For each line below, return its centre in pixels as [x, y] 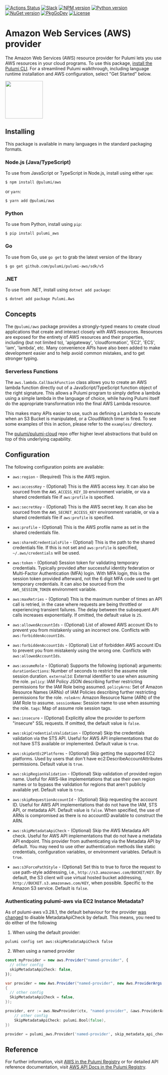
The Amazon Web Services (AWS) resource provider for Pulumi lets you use [83, 58]
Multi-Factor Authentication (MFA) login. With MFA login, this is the [81, 573]
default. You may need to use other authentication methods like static [84, 846]
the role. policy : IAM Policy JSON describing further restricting [77, 681]
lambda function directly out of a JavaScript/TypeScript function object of [81, 388]
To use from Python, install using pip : [44, 224]
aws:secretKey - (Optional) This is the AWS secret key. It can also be [82, 506]
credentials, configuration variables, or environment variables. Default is [87, 852]
